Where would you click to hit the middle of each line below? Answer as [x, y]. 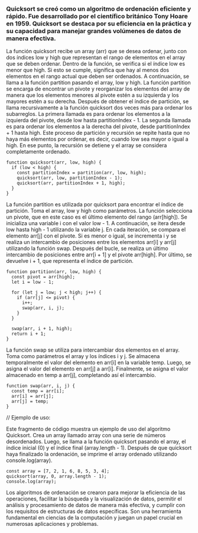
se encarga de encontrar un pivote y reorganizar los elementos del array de [98, 89]
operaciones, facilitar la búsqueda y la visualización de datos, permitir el [94, 499]
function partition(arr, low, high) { [54, 272]
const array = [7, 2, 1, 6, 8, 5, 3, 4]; [58, 472]
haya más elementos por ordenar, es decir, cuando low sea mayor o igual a [97, 139]
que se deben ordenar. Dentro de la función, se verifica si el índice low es [95, 64]
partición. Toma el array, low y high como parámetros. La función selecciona [99, 211]
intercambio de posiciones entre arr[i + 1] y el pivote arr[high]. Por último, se [99, 255]
